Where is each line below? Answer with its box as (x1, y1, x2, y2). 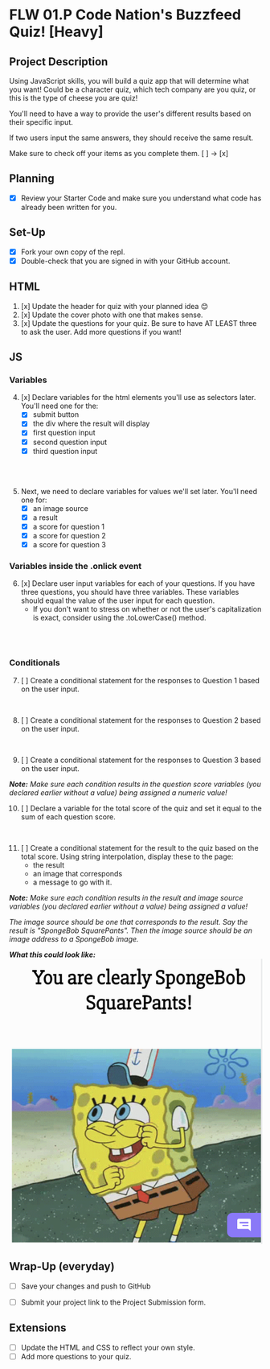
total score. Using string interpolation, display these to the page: (20, 852, 234, 861)
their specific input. (9, 118, 73, 126)
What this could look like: (9, 950, 96, 959)
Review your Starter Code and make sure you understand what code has (20, 193, 262, 203)
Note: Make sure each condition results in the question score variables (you (9, 779, 262, 789)
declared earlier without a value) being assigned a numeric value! (9, 787, 227, 798)
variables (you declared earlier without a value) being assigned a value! (9, 901, 248, 911)
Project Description (9, 55, 108, 68)
